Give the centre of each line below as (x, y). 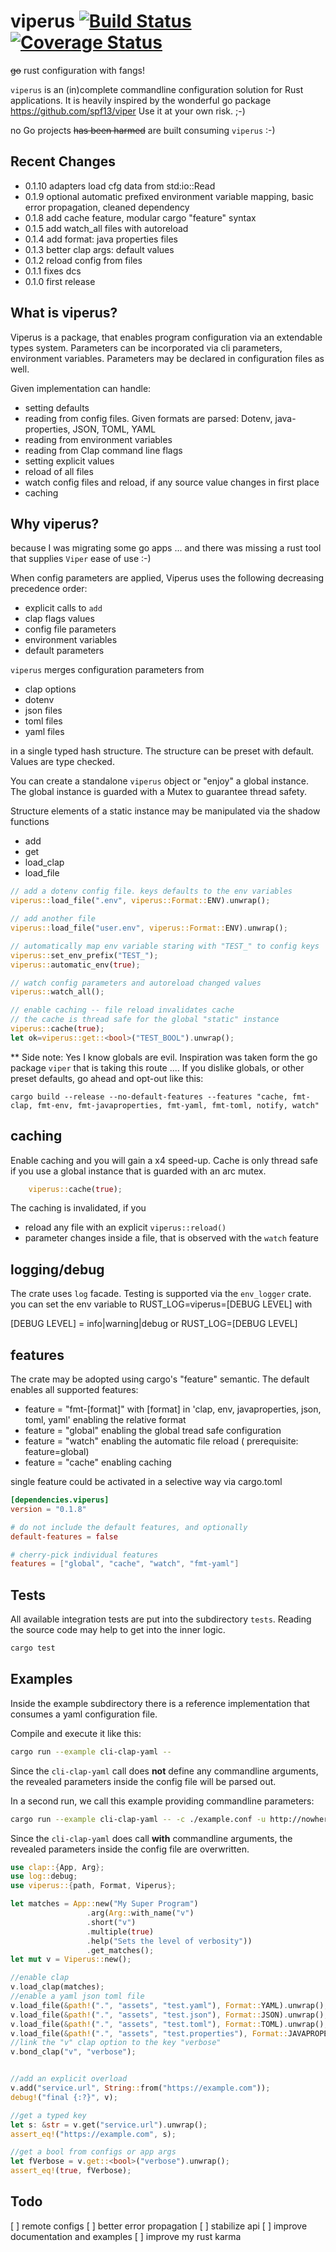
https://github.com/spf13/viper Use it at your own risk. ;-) (128, 111)
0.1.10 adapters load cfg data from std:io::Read (120, 186)
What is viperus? (64, 313)
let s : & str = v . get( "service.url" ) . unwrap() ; (109, 2125)
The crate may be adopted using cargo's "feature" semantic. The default (160, 1379)
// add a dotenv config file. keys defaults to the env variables (151, 891)
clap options (50, 689)
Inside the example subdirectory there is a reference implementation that (160, 1703)
